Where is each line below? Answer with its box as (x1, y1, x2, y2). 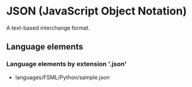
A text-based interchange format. (6, 24, 90, 31)
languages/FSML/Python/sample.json (15, 74, 110, 81)
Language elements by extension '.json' (6, 60, 127, 68)
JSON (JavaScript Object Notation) (6, 4, 187, 18)
